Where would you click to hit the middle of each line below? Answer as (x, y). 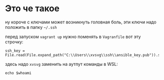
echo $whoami (18, 73)
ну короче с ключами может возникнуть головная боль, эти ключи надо (81, 22)
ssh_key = (15, 51)
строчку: (14, 41)
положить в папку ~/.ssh (31, 27)
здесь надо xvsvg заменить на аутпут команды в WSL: (61, 64)
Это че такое (32, 9)
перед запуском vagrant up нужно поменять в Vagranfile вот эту (73, 37)
